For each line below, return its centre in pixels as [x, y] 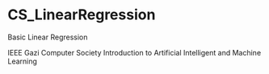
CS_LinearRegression [82, 15]
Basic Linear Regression [48, 37]
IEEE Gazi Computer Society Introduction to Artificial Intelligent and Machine [134, 52]
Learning [23, 61]
